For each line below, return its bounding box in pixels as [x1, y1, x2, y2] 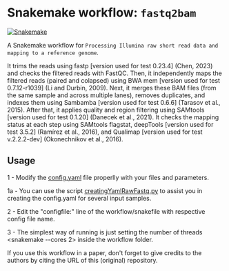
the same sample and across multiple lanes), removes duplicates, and [7, 91, 206, 99]
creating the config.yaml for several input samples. [7, 194, 152, 202]
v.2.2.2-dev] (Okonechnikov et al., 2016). [7, 134, 123, 143]
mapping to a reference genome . [7, 48, 99, 57]
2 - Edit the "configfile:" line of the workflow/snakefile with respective [7, 207, 206, 215]
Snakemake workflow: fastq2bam [7, 5, 197, 21]
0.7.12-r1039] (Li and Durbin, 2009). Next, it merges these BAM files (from [7, 83, 217, 92]
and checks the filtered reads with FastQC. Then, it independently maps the [7, 69, 222, 77]
